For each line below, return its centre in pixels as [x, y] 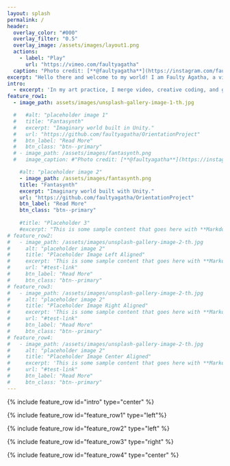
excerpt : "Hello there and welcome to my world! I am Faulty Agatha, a [111, 77]
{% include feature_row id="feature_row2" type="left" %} [88, 428]
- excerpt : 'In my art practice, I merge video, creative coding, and [116, 90]
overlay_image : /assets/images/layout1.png [76, 45]
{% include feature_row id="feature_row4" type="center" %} [93, 455]
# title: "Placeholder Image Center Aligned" [79, 357]
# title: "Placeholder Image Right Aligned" [78, 306]
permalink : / [26, 20]
